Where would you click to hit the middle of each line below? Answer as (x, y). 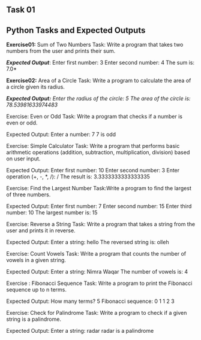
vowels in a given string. (36, 260)
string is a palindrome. (34, 319)
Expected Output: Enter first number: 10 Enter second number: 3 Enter (93, 171)
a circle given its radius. (35, 87)
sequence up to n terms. (37, 290)
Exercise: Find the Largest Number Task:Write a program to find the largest (99, 189)
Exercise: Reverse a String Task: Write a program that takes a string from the (101, 224)
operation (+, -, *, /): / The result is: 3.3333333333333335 (78, 177)
